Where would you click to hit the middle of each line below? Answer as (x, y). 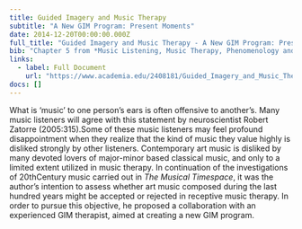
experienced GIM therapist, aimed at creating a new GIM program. (132, 215)
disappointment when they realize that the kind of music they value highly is (150, 138)
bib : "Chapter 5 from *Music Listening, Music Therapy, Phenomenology (144, 51)
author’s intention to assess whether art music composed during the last (143, 186)
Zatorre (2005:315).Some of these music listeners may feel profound (136, 129)
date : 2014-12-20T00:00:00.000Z (70, 34)
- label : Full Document (62, 68)
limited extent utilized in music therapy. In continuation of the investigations (149, 167)
